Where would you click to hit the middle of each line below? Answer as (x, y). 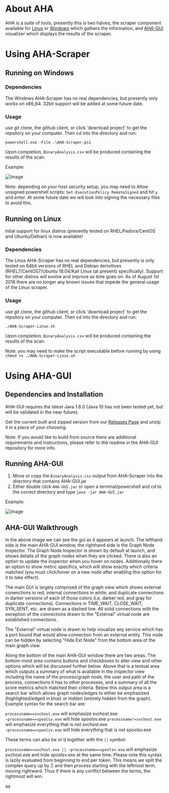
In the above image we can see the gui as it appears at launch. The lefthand (84, 540)
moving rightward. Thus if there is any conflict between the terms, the (78, 771)
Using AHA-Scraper (48, 54)
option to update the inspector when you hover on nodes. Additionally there (84, 561)
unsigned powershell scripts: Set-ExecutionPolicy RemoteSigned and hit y (81, 192)
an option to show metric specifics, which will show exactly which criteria (81, 567)
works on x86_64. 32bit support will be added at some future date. (74, 103)
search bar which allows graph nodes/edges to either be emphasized (77, 693)
